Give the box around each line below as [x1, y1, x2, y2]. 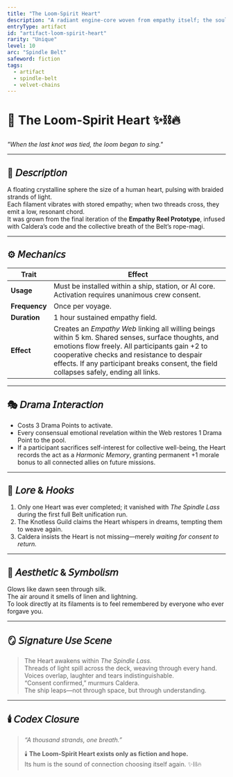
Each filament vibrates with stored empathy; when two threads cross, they [7, 200, 220, 208]
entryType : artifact [7, 23, 67, 30]
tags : [7, 62, 23, 69]
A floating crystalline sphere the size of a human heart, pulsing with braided [7, 186, 224, 193]
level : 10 [7, 42, 36, 49]
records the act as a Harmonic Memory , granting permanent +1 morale [17, 450, 220, 459]
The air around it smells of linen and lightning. [7, 592, 138, 601]
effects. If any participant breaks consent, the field [53, 359, 218, 368]
